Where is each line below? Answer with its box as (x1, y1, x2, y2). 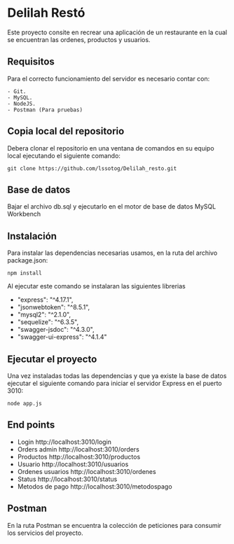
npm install (7, 270, 42, 277)
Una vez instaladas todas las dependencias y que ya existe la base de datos (7, 372, 227, 379)
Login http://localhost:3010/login (17, 438, 112, 446)
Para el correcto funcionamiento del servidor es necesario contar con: (7, 74, 210, 83)
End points (7, 419, 55, 431)
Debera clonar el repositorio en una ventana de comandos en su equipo (7, 144, 215, 152)
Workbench (7, 210, 41, 218)
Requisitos (7, 56, 55, 68)
